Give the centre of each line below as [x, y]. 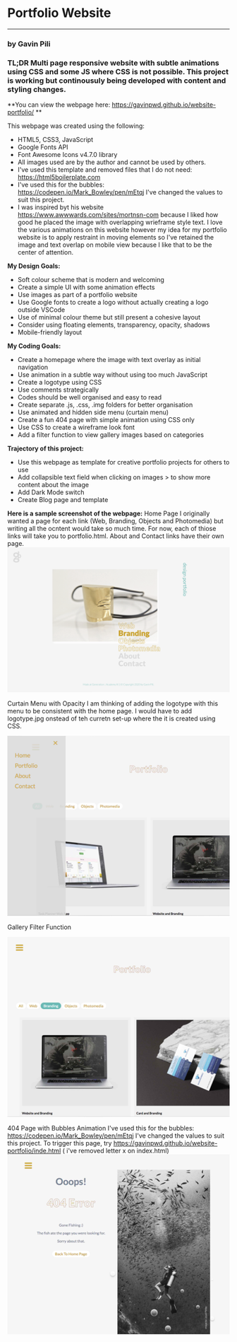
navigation [33, 367]
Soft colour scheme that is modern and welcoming [91, 280]
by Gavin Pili [29, 44]
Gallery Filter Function [39, 927]
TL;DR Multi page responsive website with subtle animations [114, 63]
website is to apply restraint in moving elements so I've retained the [115, 238]
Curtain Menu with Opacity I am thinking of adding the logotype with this [113, 703]
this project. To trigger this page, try [60, 1143]
